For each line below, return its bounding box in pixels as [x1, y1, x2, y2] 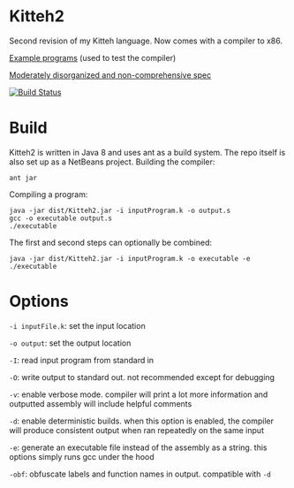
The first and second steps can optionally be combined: [9, 237, 213, 248]
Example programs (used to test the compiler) [9, 52, 177, 63]
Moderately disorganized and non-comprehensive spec [9, 69, 212, 80]
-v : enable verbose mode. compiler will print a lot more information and [9, 389, 268, 400]
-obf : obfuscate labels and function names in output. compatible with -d [9, 469, 271, 479]
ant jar [9, 173, 38, 182]
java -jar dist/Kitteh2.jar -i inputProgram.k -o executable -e [9, 254, 251, 263]
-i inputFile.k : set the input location [9, 320, 146, 331]
